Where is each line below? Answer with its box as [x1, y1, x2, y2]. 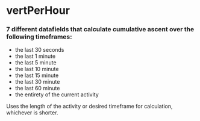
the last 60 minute [14, 85, 60, 92]
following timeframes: [6, 33, 72, 41]
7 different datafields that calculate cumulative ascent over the [6, 25, 195, 34]
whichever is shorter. [6, 109, 58, 116]
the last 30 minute [14, 78, 60, 85]
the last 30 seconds [14, 46, 64, 54]
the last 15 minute [14, 72, 59, 79]
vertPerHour [6, 4, 70, 17]
